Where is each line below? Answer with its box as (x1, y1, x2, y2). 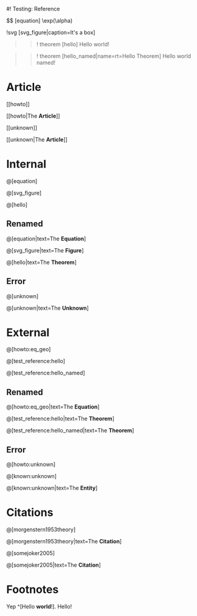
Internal (6, 157, 47, 171)
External (6, 326, 50, 339)
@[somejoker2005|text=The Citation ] (6, 561, 102, 568)
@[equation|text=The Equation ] (6, 235, 86, 242)
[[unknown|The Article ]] (6, 135, 68, 143)
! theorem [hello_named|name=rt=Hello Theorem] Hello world (36, 52, 192, 60)
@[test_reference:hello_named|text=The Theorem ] (6, 427, 134, 434)
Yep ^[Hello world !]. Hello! (6, 603, 72, 610)
